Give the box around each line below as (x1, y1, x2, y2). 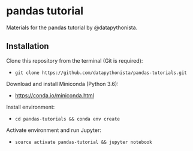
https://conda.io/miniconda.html (14, 91, 95, 99)
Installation (6, 41, 49, 51)
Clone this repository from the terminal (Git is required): (6, 57, 143, 64)
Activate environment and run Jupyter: (6, 127, 102, 134)
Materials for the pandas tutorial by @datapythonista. (6, 24, 138, 31)
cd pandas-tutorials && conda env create (14, 116, 120, 122)
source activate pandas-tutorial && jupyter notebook (14, 139, 152, 145)
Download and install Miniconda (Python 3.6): (6, 80, 119, 87)
